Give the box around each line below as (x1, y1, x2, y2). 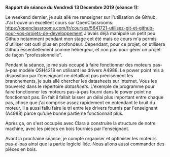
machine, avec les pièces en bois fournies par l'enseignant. (5, 125, 129, 132)
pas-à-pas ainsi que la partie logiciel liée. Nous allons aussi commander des (5, 141, 165, 147)
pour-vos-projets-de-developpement (5, 30, 83, 36)
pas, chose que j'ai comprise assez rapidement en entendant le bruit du (5, 100, 155, 106)
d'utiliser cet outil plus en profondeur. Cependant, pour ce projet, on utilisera (5, 41, 165, 47)
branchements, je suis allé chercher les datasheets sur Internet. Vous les (5, 78, 157, 84)
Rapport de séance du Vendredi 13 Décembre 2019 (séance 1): (5, 5, 139, 10)
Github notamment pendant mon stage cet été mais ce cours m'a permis (5, 36, 157, 42)
